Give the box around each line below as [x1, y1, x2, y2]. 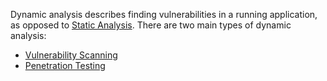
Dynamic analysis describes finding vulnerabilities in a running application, [10, 9, 318, 20]
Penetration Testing [24, 60, 106, 71]
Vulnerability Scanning [24, 49, 118, 61]
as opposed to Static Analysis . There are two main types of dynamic [10, 19, 292, 31]
